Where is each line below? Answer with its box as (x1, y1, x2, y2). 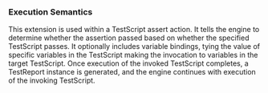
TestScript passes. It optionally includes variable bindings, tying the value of (8, 42, 261, 51)
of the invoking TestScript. (8, 75, 95, 86)
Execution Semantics (8, 6, 93, 18)
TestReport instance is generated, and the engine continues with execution (8, 67, 257, 77)
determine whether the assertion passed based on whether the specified (8, 33, 250, 42)
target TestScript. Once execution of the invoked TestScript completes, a (8, 59, 249, 68)
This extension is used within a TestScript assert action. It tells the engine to (8, 25, 260, 34)
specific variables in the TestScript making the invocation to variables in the (8, 51, 258, 60)
